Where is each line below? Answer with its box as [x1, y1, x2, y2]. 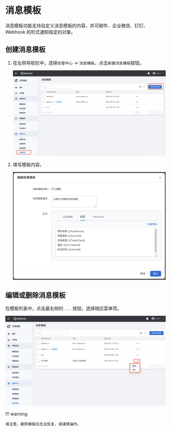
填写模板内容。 [12, 162, 44, 168]
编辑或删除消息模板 [5, 291, 66, 300]
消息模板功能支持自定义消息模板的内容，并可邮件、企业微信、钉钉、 [5, 22, 148, 29]
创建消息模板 [5, 45, 46, 54]
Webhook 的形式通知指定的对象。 [5, 29, 76, 35]
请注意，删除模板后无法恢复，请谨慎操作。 [5, 421, 81, 426]
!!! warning [5, 411, 28, 417]
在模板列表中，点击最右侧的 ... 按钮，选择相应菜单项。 [5, 306, 122, 312]
